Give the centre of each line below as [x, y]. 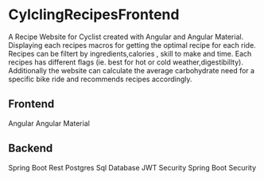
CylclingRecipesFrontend [94, 15]
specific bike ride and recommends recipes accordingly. [100, 79]
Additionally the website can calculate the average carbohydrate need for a [132, 70]
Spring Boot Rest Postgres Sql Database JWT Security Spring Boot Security [132, 167]
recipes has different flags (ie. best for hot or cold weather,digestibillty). [126, 62]
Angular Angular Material [49, 123]
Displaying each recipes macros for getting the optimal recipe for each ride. [132, 45]
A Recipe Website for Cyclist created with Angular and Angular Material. [126, 37]
